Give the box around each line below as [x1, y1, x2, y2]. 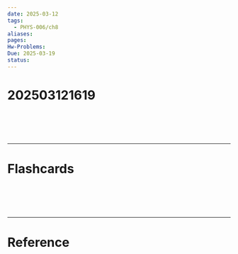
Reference [7, 235, 69, 250]
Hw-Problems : [7, 43, 46, 50]
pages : [7, 37, 27, 44]
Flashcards [7, 161, 74, 177]
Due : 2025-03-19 [7, 50, 55, 57]
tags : [7, 17, 23, 24]
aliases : [7, 30, 33, 38]
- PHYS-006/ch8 [13, 23, 59, 31]
